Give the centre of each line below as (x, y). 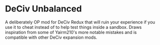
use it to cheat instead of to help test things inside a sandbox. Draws (73, 27)
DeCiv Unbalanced (43, 9)
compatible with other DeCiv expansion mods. (51, 37)
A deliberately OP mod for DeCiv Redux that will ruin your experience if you (80, 22)
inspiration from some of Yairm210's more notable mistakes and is (71, 32)
